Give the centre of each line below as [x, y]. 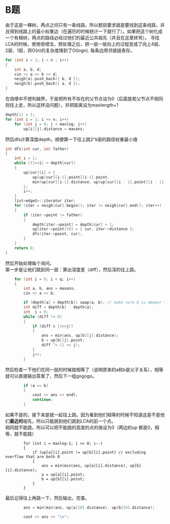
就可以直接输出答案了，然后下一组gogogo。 [51, 376]
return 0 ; [25, 248]
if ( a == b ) [36, 386]
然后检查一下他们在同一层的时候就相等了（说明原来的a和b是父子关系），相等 [84, 369]
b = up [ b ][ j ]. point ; [63, 341]
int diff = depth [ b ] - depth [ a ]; [59, 307]
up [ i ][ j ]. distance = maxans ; [54, 129]
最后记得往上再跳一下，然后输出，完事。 [47, 498]
